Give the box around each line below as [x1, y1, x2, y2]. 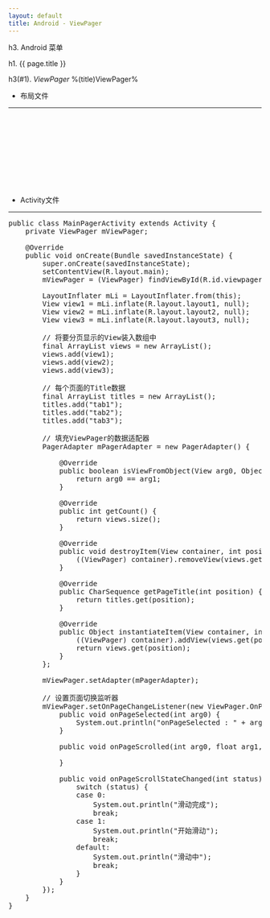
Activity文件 [19, 195, 60, 205]
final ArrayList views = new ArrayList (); [42, 341, 212, 350]
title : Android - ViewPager [8, 19, 103, 27]
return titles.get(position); [76, 595, 195, 604]
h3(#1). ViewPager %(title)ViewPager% [8, 74, 139, 84]
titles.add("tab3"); [42, 416, 123, 425]
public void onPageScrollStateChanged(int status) [59, 774, 263, 784]
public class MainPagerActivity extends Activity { [8, 218, 217, 228]
